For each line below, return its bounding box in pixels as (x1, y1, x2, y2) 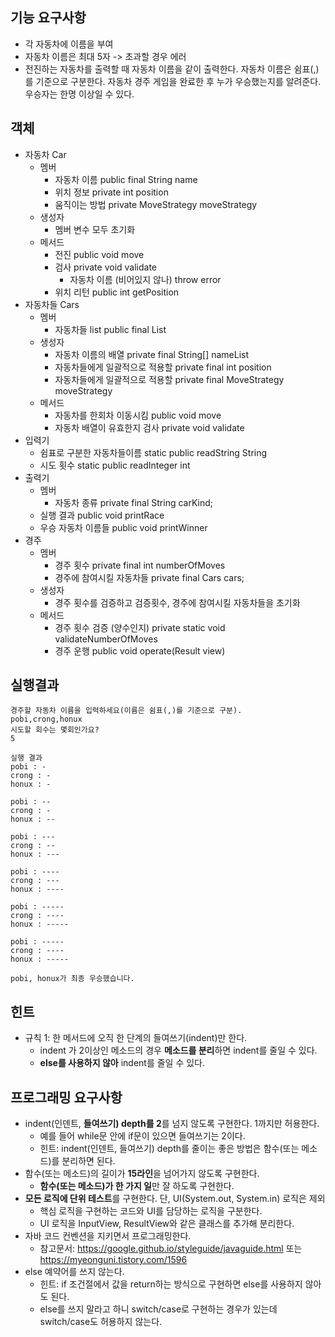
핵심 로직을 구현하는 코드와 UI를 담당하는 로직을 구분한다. (39, 1205, 263, 1217)
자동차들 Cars (24, 298, 80, 310)
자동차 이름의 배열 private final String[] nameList (54, 348, 250, 360)
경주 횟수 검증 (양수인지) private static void (54, 621, 226, 633)
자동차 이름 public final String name (54, 173, 198, 185)
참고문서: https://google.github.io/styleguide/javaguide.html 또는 (39, 1243, 303, 1255)
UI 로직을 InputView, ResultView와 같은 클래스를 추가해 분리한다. (39, 1218, 295, 1230)
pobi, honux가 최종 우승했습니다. (10, 974, 135, 984)
